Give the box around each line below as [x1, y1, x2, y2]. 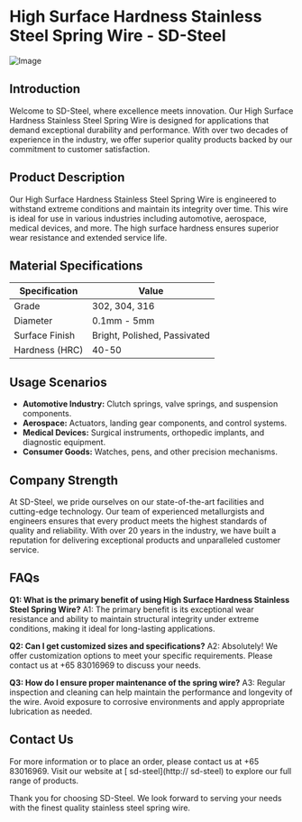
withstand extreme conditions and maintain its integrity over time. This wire [9, 203, 288, 214]
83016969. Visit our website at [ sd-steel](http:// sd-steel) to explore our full [9, 765, 292, 776]
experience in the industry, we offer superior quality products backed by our [9, 133, 293, 145]
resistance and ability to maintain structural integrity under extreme [9, 613, 260, 624]
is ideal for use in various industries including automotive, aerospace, [9, 213, 268, 224]
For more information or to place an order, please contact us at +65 [9, 755, 260, 767]
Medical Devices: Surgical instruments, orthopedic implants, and [22, 427, 265, 438]
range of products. [9, 775, 79, 786]
